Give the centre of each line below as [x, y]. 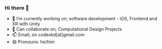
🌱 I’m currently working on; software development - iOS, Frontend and [85, 19]
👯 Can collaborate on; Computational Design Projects [67, 29]
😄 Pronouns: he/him [33, 42]
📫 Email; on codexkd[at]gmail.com [48, 35]
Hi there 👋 [17, 8]
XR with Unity [26, 24]
